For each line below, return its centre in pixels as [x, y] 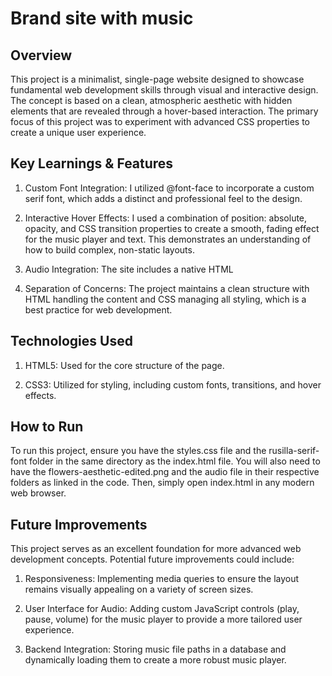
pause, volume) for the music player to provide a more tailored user [163, 619]
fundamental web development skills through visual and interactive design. [164, 90]
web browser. [38, 493]
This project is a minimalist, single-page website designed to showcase [157, 79]
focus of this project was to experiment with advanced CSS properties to [160, 121]
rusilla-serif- [294, 451]
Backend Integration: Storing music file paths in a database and [155, 649]
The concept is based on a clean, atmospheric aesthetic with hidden [151, 100]
